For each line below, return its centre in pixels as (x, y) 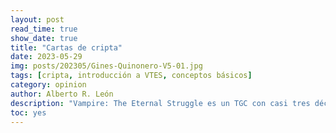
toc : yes (28, 112)
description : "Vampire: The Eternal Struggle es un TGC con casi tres (160, 103)
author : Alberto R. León (62, 94)
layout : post (37, 19)
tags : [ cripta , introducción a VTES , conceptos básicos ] (131, 76)
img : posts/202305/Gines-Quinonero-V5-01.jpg (106, 66)
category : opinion (48, 85)
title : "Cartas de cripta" (66, 47)
